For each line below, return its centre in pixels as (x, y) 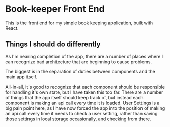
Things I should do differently (53, 44)
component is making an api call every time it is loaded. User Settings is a (82, 103)
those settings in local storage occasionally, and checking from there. (78, 119)
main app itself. (21, 77)
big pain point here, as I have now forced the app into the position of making (85, 108)
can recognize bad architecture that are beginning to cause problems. (78, 62)
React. (12, 28)
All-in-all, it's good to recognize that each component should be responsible (85, 87)
